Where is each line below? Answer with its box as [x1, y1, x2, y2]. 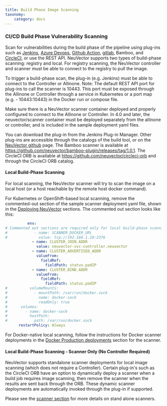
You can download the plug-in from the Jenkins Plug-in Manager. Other [5, 132, 152, 137]
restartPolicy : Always [18, 323, 66, 328]
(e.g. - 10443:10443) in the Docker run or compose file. [5, 96, 119, 102]
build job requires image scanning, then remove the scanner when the [5, 376, 149, 382]
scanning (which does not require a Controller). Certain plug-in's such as [5, 365, 155, 371]
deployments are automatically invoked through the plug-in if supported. [5, 386, 154, 392]
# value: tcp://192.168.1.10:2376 [5, 235, 106, 240]
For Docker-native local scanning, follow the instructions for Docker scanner [5, 332, 162, 338]
